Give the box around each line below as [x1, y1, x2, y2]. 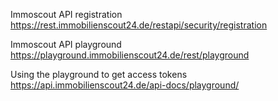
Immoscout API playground [10, 39, 122, 50]
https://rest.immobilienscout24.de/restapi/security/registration [10, 19, 268, 31]
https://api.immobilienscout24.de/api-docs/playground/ [10, 79, 240, 91]
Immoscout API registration [10, 9, 123, 20]
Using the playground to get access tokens [10, 69, 188, 80]
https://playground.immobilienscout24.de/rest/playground [10, 49, 250, 61]
